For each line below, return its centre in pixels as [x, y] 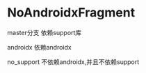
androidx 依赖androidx [39, 47]
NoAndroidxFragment [71, 13]
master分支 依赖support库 [44, 32]
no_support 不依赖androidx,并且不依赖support [73, 62]
